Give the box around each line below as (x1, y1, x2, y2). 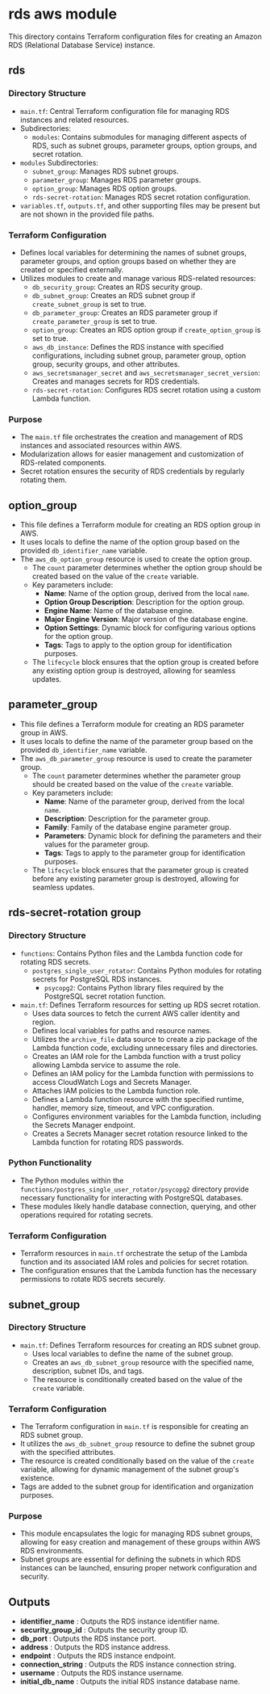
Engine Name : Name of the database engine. (44, 606, 195, 616)
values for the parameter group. (44, 839, 151, 849)
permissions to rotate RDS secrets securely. (19, 1274, 166, 1284)
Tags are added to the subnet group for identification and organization (19, 1482, 254, 1491)
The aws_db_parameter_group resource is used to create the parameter (19, 753, 252, 763)
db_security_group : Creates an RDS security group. (31, 282, 203, 292)
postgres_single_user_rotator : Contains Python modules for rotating (31, 965, 262, 975)
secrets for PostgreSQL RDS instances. (31, 974, 163, 984)
